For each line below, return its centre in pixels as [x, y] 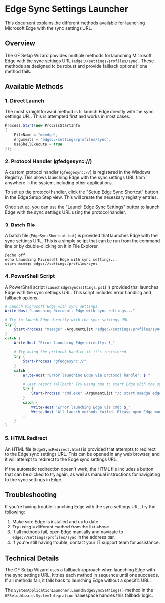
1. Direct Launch [25, 101]
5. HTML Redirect [26, 438]
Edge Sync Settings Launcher [67, 9]
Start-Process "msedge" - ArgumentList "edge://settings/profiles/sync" [89, 329]
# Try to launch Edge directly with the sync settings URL [67, 320]
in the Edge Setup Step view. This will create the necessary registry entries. [82, 197]
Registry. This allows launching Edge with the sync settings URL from [75, 177]
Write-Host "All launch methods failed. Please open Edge [92, 412]
